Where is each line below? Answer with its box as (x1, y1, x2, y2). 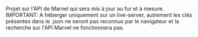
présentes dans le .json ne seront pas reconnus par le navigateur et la (5, 18, 179, 24)
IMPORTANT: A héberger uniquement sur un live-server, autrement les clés (5, 11, 193, 18)
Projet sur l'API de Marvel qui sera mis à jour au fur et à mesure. (5, 5, 164, 12)
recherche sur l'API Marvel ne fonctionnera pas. (5, 24, 124, 31)
